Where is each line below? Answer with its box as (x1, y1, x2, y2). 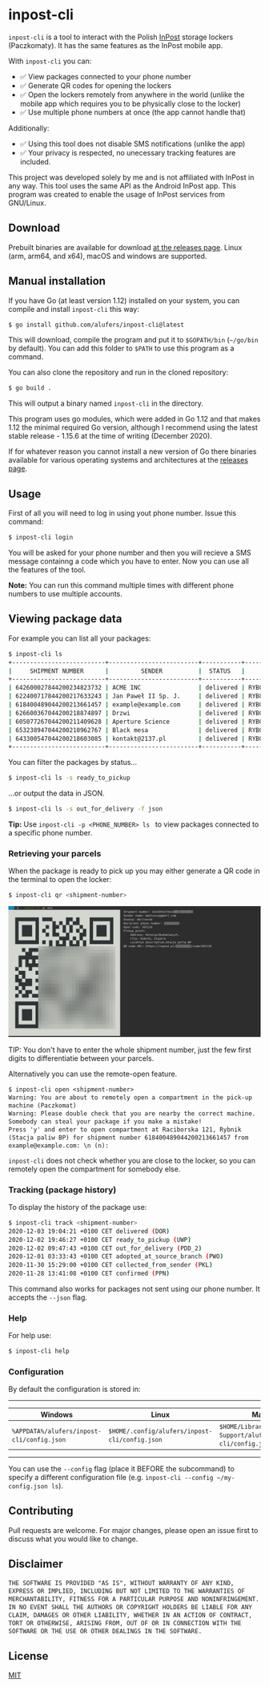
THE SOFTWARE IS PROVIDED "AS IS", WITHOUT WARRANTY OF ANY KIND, (8, 1580, 235, 1588)
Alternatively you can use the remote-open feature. (8, 1069, 178, 1078)
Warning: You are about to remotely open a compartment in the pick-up (8, 1093, 252, 1102)
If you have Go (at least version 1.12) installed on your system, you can (8, 295, 240, 305)
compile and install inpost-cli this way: (8, 304, 140, 314)
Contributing (8, 1504, 74, 1518)
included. (19, 156, 51, 166)
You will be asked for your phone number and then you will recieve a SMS (8, 548, 252, 557)
